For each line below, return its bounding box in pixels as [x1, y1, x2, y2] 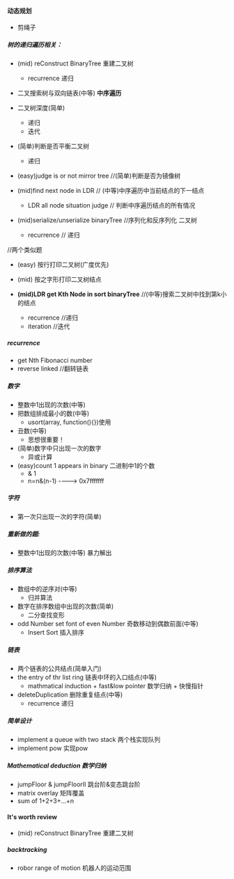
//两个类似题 [7, 246, 43, 254]
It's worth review [7, 812, 58, 821]
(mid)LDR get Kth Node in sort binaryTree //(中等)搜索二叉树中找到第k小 [17, 290, 227, 299]
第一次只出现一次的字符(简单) [17, 513, 102, 521]
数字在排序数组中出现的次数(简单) [17, 602, 114, 611]
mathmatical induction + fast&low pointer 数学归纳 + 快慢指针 [27, 681, 204, 690]
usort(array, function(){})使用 [27, 418, 111, 426]
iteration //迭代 [27, 322, 70, 331]
